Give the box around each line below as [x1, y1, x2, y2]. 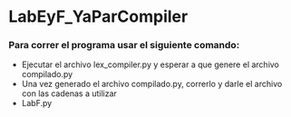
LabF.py [21, 98, 53, 109]
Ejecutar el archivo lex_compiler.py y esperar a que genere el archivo [21, 59, 280, 70]
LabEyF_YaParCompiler [8, 6, 189, 27]
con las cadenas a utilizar [21, 88, 117, 99]
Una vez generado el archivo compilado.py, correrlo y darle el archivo [21, 79, 283, 90]
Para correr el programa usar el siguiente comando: [8, 39, 240, 52]
